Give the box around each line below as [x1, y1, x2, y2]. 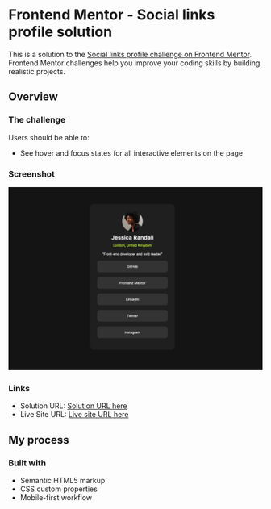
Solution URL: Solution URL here [19, 401, 127, 411]
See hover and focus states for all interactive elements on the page [19, 148, 244, 158]
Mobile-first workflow [19, 493, 93, 503]
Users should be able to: [8, 132, 90, 142]
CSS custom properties [19, 484, 98, 494]
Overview [8, 90, 59, 104]
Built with [8, 457, 47, 469]
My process [8, 433, 69, 447]
